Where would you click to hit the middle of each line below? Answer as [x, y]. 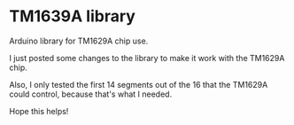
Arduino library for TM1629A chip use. [79, 41]
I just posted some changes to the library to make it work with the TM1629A [147, 58]
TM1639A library [72, 16]
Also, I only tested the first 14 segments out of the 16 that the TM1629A [139, 84]
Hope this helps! [39, 111]
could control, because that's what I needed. [91, 94]
